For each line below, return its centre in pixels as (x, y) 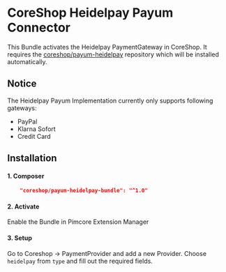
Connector (39, 28)
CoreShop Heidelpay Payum (90, 13)
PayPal (27, 121)
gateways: (22, 108)
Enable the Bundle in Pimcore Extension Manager (78, 222)
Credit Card (34, 136)
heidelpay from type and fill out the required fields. (80, 261)
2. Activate (23, 206)
